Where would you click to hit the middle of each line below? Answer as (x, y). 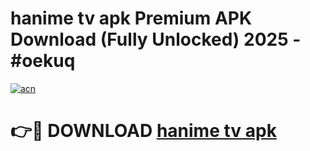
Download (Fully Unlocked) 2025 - (156, 39)
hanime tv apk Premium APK (131, 18)
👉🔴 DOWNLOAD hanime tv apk (143, 131)
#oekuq (43, 61)
